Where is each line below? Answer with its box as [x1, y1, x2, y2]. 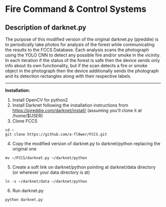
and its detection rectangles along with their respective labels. [5, 73, 132, 79]
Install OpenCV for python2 [12, 97, 68, 103]
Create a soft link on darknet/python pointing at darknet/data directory [12, 164, 156, 170]
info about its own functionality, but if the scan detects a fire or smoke [5, 63, 148, 68]
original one [12, 146, 37, 152]
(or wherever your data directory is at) [12, 169, 90, 175]
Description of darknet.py [5, 23, 86, 32]
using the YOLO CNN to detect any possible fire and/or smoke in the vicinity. [5, 52, 161, 58]
